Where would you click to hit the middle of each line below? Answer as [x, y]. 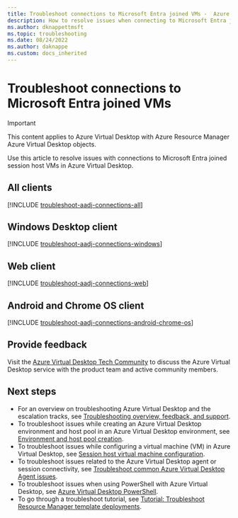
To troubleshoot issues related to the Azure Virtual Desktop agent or [117, 461]
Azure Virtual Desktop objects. [52, 144]
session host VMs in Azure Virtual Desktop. [70, 165]
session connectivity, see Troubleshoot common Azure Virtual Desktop [121, 468]
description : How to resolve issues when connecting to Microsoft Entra [117, 21]
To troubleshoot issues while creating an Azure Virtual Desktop [109, 424]
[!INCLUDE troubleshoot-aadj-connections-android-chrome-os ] [100, 323]
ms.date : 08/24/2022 [38, 40]
